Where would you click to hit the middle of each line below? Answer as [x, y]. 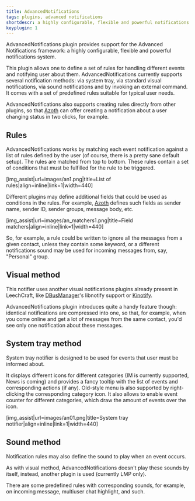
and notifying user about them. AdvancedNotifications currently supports [94, 74]
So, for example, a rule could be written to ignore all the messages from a [94, 238]
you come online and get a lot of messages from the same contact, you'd [94, 319]
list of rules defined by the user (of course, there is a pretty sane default [93, 156]
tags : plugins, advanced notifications [55, 17]
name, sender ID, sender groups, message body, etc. [70, 209]
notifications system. [31, 57]
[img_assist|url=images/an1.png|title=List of [59, 179]
